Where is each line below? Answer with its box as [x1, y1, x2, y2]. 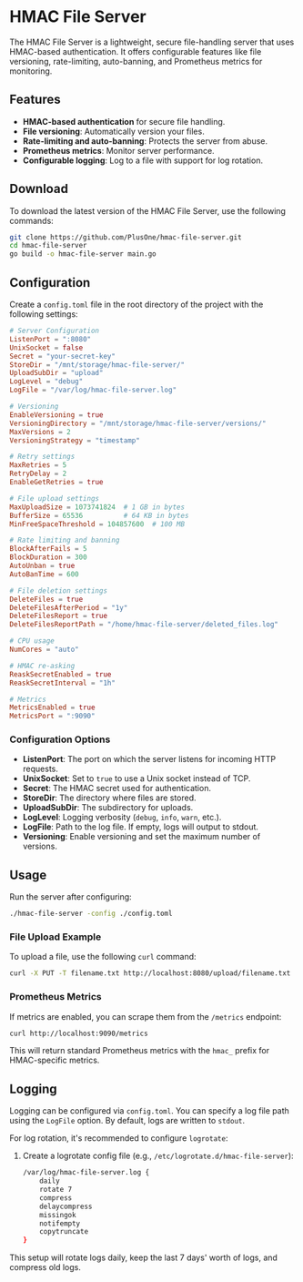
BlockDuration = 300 [9, 553, 88, 562]
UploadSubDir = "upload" [9, 369, 104, 378]
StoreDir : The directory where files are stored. [22, 792, 197, 803]
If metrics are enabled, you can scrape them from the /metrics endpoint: [9, 1011, 282, 1022]
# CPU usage [9, 636, 55, 646]
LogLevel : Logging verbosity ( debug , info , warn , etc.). [22, 812, 222, 823]
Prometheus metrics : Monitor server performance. [22, 145, 216, 156]
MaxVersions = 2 [9, 427, 71, 436]
